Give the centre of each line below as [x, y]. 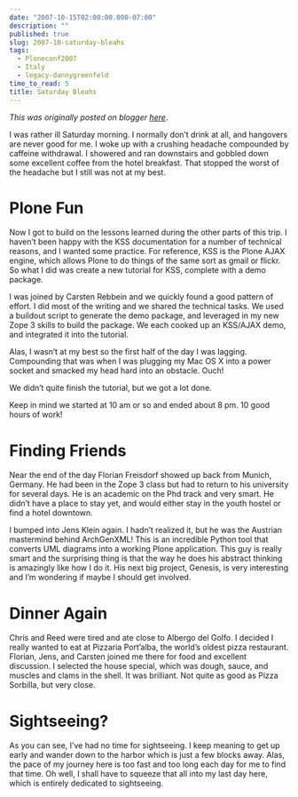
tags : [19, 51]
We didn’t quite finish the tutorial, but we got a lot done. [111, 388]
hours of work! [36, 415]
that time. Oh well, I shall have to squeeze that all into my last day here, [138, 774]
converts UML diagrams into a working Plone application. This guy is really [145, 549]
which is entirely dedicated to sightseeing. [86, 784]
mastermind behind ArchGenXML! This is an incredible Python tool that [139, 539]
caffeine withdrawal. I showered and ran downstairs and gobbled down [139, 153]
